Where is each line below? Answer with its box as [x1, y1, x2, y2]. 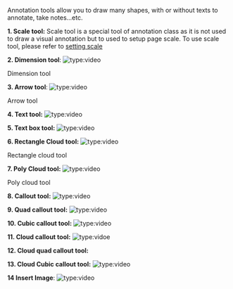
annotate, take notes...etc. [7, 13, 83, 22]
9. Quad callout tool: [7, 205, 68, 214]
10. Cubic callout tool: [7, 219, 73, 227]
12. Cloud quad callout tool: [7, 246, 89, 255]
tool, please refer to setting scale [7, 42, 103, 50]
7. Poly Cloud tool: [7, 165, 61, 173]
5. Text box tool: [7, 124, 56, 132]
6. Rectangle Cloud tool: [7, 137, 80, 146]
